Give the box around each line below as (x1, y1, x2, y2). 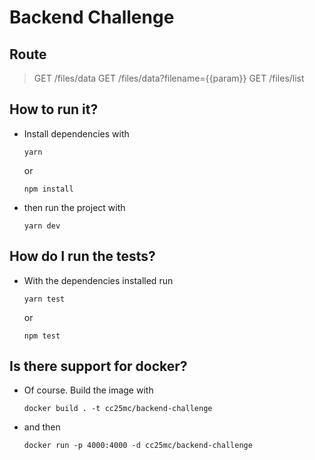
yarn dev (23, 221, 61, 231)
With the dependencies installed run (23, 274, 174, 286)
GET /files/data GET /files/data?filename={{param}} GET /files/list (33, 72, 305, 84)
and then (23, 421, 61, 433)
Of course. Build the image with (23, 384, 154, 396)
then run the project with (23, 201, 126, 213)
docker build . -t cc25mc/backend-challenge (23, 404, 213, 414)
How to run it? (9, 101, 99, 118)
